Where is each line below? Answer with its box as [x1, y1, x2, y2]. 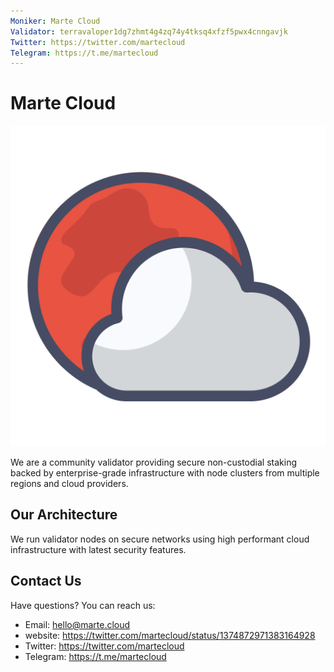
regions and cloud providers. [10, 478, 129, 490]
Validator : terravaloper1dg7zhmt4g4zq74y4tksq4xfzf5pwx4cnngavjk [10, 26, 288, 37]
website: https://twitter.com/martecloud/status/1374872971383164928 [24, 629, 316, 641]
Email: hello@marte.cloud [24, 618, 131, 630]
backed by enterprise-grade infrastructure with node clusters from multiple [10, 467, 320, 479]
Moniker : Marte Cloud [10, 16, 101, 26]
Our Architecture [10, 506, 118, 524]
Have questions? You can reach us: [10, 599, 156, 611]
